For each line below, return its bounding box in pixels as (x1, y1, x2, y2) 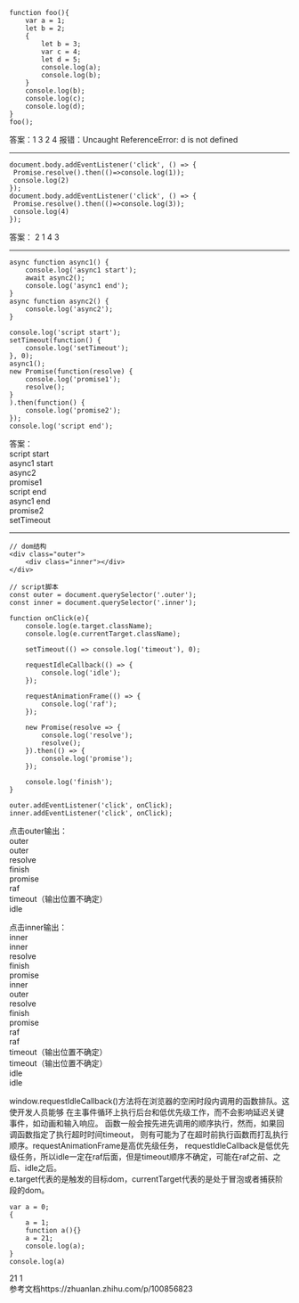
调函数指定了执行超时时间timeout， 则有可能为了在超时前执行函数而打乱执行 (9, 1129, 289, 1140)
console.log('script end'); (9, 422, 114, 430)
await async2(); (25, 274, 86, 283)
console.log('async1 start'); (25, 266, 138, 275)
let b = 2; (25, 24, 66, 33)
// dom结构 (9, 542, 47, 551)
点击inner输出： (9, 922, 68, 932)
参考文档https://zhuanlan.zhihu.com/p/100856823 (9, 1283, 193, 1294)
